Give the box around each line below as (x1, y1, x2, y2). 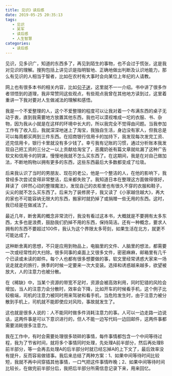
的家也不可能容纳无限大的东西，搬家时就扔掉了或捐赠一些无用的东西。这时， (5, 195, 167, 201)
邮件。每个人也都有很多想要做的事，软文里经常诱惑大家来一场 (36, 256, 167, 262)
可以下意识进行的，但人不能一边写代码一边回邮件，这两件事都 (36, 316, 167, 322)
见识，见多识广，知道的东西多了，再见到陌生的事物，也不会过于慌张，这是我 (5, 60, 167, 67)
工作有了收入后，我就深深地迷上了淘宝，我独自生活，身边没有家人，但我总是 (5, 127, 167, 133)
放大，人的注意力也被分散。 (5, 268, 64, 275)
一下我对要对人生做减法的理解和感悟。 (14, 97, 95, 103)
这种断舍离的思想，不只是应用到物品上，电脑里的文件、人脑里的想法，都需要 (5, 243, 167, 249)
